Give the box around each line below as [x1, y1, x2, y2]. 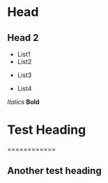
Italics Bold [7, 98, 40, 106]
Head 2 [7, 32, 40, 44]
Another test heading [7, 165, 102, 177]
